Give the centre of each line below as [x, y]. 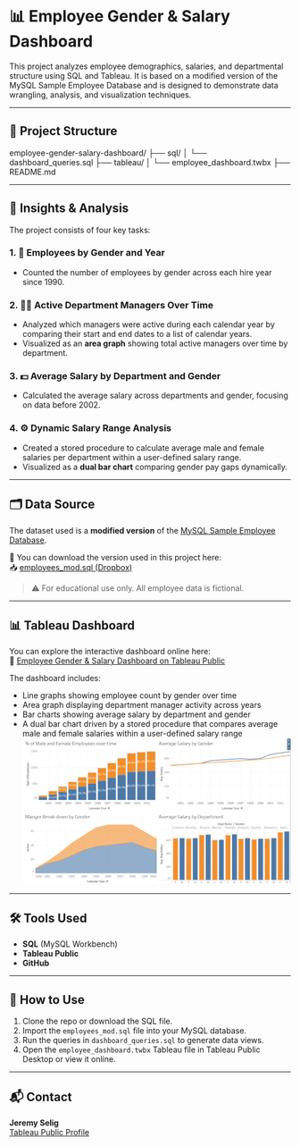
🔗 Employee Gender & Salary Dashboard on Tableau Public [117, 661]
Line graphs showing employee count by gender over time [129, 695]
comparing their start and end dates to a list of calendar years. [137, 334]
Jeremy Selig [34, 1123]
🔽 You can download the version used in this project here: [115, 557]
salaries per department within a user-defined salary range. [132, 457]
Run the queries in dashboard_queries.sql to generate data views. [143, 1041]
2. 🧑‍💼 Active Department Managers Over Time [112, 305]
